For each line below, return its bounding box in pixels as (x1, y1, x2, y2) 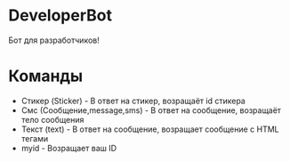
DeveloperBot (8, 5, 113, 26)
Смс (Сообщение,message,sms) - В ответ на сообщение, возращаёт (20, 104, 282, 116)
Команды (8, 66, 84, 86)
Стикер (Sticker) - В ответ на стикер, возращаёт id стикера (20, 95, 246, 106)
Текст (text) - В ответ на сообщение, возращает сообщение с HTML (20, 124, 279, 134)
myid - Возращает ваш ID (20, 142, 117, 153)
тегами (20, 133, 49, 143)
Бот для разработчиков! (8, 35, 100, 45)
